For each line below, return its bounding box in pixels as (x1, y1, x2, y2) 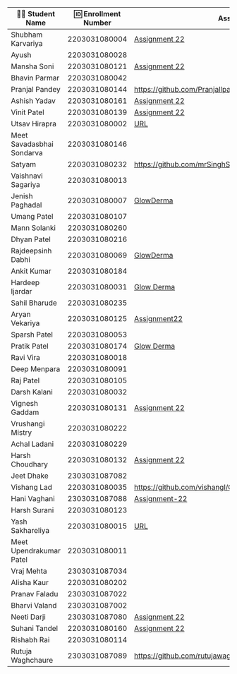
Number (83, 18, 111, 28)
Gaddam (11, 407, 39, 417)
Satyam (11, 160, 37, 169)
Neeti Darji (11, 612, 46, 622)
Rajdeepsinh (11, 246, 52, 255)
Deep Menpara (11, 364, 61, 373)
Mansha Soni (11, 61, 54, 71)
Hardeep (11, 278, 40, 287)
